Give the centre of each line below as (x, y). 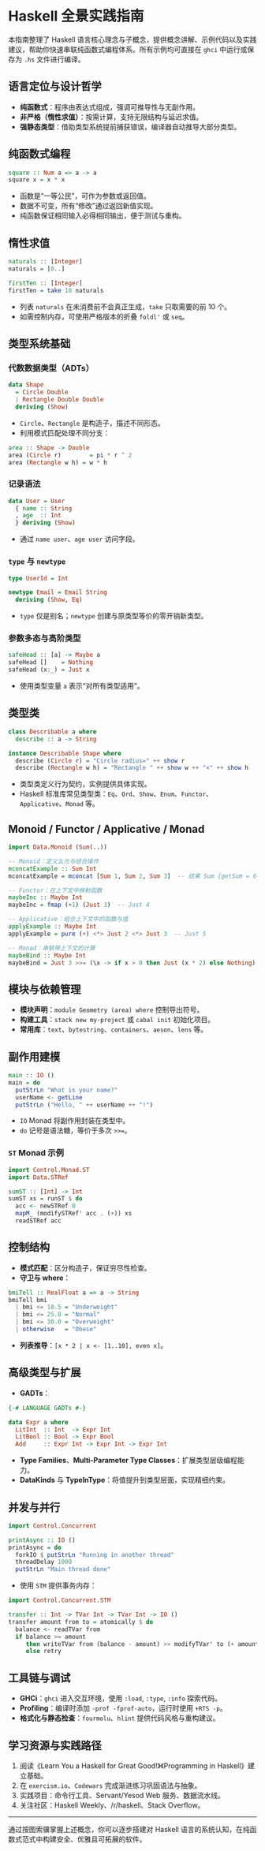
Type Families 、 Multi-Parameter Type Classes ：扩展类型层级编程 (129, 1461)
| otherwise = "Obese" (56, 1330)
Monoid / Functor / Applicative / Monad (106, 829)
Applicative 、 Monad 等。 (60, 804)
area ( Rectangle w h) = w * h (58, 462)
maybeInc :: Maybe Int (45, 898)
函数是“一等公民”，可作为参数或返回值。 (85, 196)
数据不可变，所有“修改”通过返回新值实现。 (88, 206)
